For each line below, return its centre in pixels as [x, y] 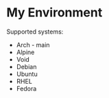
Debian [26, 66]
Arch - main [33, 45]
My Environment [54, 13]
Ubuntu [27, 74]
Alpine [25, 52]
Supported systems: [35, 32]
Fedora [26, 88]
